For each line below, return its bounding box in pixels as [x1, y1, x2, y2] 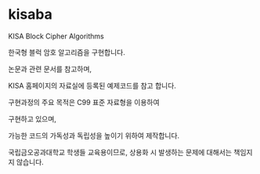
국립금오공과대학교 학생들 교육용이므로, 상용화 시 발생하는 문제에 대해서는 [8, 147, 233, 157]
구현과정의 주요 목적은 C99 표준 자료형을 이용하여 [8, 97, 160, 107]
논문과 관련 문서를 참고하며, [8, 64, 92, 74]
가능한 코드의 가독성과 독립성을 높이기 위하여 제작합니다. [8, 131, 180, 140]
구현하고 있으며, [8, 114, 57, 123]
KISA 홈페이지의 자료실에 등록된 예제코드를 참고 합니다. [8, 81, 176, 90]
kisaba [8, 5, 52, 24]
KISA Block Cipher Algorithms [8, 31, 104, 41]
